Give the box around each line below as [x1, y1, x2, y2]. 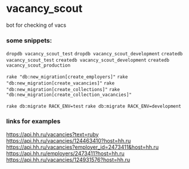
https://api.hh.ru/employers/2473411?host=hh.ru [6, 149, 125, 157]
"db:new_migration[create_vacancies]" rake [6, 80, 115, 86]
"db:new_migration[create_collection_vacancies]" [6, 92, 132, 98]
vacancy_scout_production [6, 62, 70, 68]
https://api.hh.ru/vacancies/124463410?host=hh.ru [6, 137, 131, 144]
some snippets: [6, 36, 52, 45]
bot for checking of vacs [6, 21, 67, 29]
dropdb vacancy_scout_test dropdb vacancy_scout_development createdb [6, 51, 183, 57]
